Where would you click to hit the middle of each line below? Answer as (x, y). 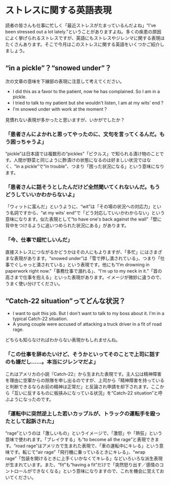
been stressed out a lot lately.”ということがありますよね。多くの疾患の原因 (83, 31)
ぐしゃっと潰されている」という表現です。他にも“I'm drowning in (82, 264)
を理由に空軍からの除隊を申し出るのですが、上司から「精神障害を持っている (85, 380)
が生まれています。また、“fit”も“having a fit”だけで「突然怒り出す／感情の (82, 465)
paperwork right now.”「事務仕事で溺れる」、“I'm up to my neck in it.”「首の (84, 271)
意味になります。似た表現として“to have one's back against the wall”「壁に (83, 219)
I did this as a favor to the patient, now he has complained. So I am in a (86, 91)
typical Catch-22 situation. (40, 319)
